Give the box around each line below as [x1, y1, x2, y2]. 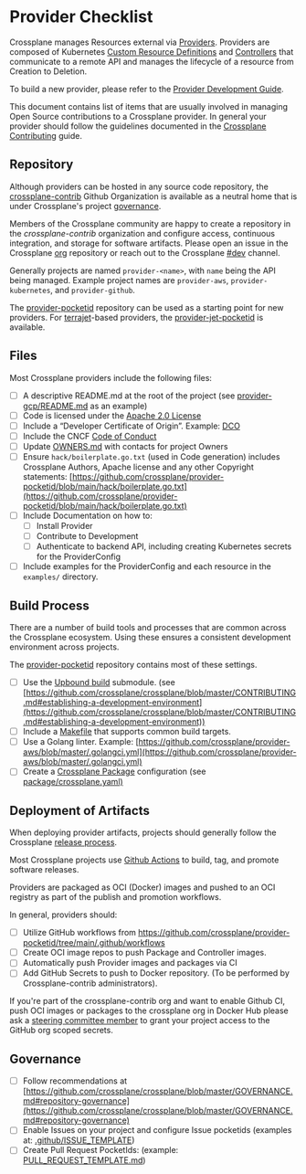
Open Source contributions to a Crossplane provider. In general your [9, 111, 267, 122]
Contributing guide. [9, 130, 82, 141]
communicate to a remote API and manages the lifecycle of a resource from [9, 56, 294, 67]
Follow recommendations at [22, 1075, 128, 1086]
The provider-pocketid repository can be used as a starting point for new [9, 301, 284, 312]
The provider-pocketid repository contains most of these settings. [9, 660, 258, 671]
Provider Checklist [9, 6, 153, 27]
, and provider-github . [49, 284, 135, 295]
